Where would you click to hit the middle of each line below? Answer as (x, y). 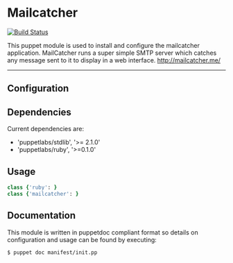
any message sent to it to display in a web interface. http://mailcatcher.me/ (114, 60)
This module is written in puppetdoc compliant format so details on (103, 232)
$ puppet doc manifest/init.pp (52, 252)
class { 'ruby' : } (32, 187)
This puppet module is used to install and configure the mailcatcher (103, 45)
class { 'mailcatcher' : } (43, 194)
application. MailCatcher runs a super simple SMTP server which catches (112, 53)
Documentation (42, 215)
